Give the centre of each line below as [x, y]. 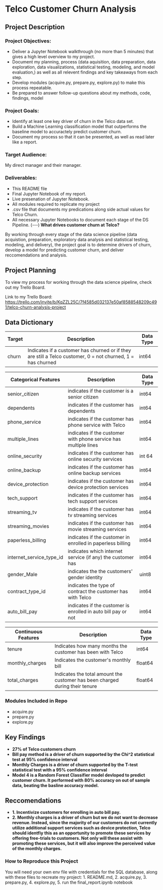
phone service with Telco [96, 425]
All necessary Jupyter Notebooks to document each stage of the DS [80, 219]
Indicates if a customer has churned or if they [79, 351]
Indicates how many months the [91, 646]
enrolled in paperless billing [99, 543]
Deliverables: [21, 178]
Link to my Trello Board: [29, 297]
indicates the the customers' [100, 572]
